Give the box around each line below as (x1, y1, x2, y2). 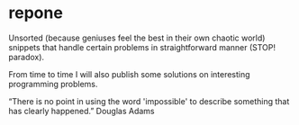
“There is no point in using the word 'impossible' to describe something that (8, 95, 290, 106)
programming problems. (8, 78, 98, 89)
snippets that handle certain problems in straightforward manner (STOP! (8, 41, 276, 52)
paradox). (8, 51, 45, 62)
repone (8, 3, 64, 23)
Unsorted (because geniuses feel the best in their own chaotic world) (8, 32, 266, 43)
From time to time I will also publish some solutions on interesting (8, 68, 250, 79)
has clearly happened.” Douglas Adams (8, 105, 155, 116)
